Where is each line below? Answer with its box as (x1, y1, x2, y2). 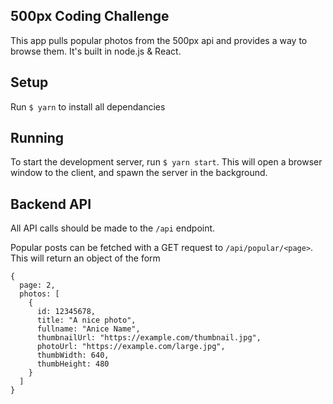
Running (10, 130, 65, 147)
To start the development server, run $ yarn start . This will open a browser (10, 156, 323, 168)
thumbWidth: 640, (36, 350, 110, 361)
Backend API (10, 195, 92, 213)
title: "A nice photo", (36, 315, 137, 326)
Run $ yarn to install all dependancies (10, 100, 166, 113)
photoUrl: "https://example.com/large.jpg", (36, 342, 226, 352)
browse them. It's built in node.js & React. (10, 45, 182, 57)
